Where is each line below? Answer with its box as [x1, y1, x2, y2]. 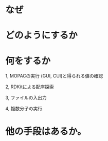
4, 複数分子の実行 [5, 106, 43, 112]
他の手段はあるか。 [5, 126, 86, 137]
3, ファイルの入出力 [5, 95, 47, 101]
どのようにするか [5, 30, 78, 41]
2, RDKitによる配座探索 [5, 84, 54, 90]
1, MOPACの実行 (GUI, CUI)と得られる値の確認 [5, 73, 103, 79]
